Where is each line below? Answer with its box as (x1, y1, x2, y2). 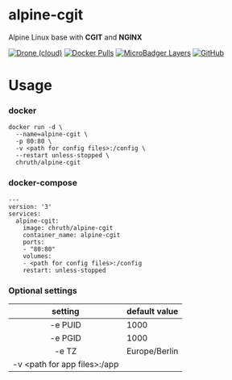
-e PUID (49, 319, 82, 331)
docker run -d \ (8, 123, 63, 132)
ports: (23, 238, 45, 246)
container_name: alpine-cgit (23, 231, 121, 239)
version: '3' (8, 203, 52, 211)
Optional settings (8, 285, 78, 296)
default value (126, 306, 179, 317)
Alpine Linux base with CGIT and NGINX (8, 32, 143, 42)
